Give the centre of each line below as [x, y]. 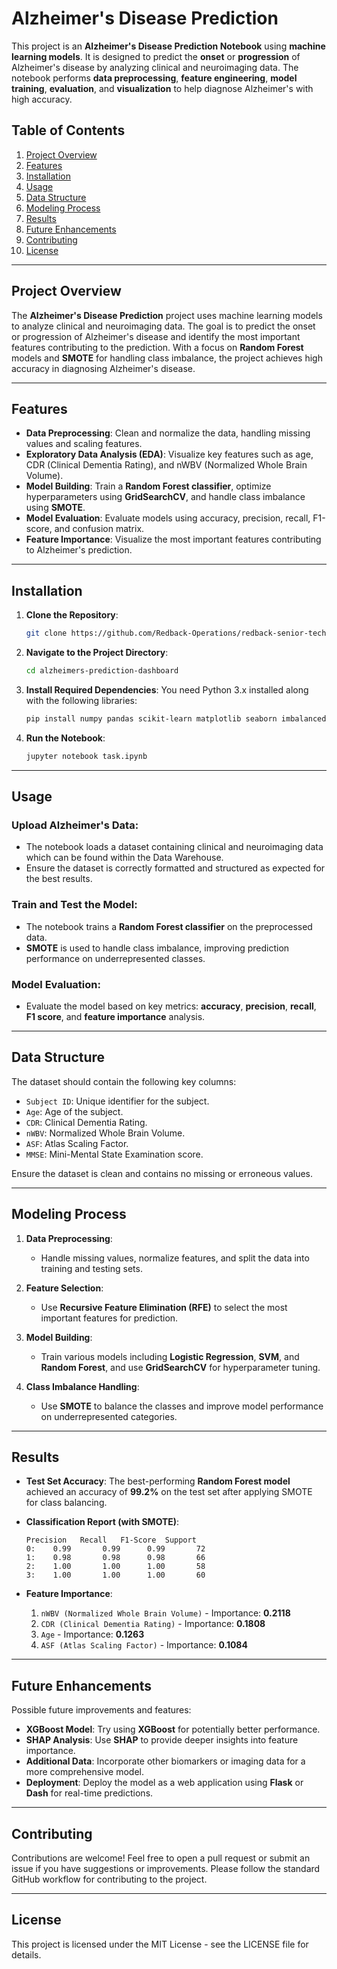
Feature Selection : [64, 1288]
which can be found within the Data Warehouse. [124, 858]
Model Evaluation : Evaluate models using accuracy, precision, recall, [168, 518]
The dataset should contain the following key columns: [124, 1081]
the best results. [59, 879]
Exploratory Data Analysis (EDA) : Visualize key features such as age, [169, 454]
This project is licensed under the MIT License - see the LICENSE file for [160, 1944]
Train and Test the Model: [74, 905]
